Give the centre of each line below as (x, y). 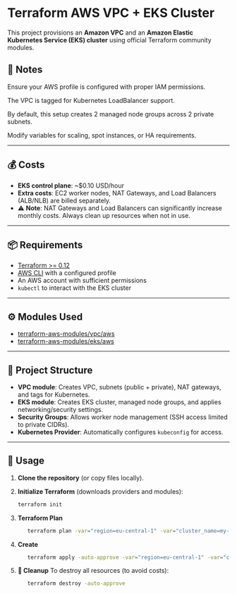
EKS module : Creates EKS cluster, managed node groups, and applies (119, 402)
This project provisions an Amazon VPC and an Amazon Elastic (101, 32)
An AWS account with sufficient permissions (82, 281)
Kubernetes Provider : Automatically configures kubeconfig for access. (120, 432)
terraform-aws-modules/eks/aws (66, 341)
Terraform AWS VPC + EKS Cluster (111, 13)
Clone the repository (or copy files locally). (81, 478)
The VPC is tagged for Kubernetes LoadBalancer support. (91, 100)
